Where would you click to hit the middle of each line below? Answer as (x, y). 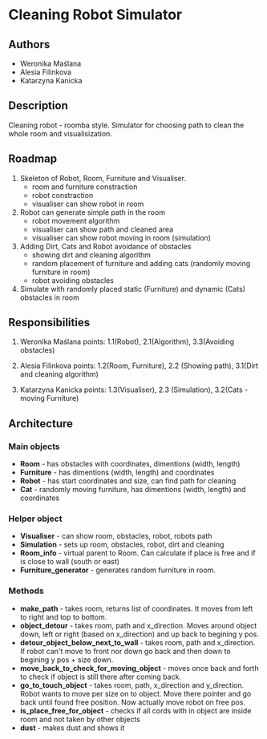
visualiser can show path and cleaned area (103, 229)
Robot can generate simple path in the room (93, 212)
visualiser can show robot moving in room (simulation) (121, 237)
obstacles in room (50, 297)
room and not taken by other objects (80, 719)
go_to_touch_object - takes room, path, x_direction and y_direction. (132, 685)
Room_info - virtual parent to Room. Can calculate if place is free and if (138, 553)
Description (38, 106)
